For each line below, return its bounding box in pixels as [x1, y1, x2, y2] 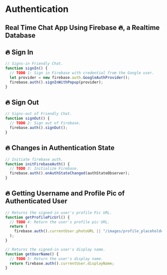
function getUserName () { [5, 252, 59, 257]
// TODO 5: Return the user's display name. [9, 256, 103, 261]
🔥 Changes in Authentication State [5, 143, 115, 152]
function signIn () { [5, 66, 48, 71]
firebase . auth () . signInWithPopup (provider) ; [9, 80, 103, 85]
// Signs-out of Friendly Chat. [5, 111, 72, 117]
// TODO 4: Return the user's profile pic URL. [9, 219, 110, 225]
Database [5, 31, 36, 39]
